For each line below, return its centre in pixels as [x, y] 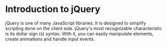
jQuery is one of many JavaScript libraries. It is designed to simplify [76, 23]
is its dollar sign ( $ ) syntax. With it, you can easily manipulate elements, [79, 33]
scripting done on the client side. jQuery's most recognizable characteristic [84, 28]
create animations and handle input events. [50, 39]
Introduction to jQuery [53, 9]
